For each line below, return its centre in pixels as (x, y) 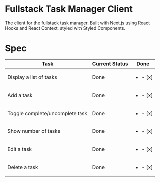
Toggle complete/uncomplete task (48, 113)
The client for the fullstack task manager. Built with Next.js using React (78, 23)
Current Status (110, 64)
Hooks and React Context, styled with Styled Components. (65, 28)
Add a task (20, 95)
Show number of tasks (34, 131)
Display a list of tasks (32, 77)
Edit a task (20, 149)
